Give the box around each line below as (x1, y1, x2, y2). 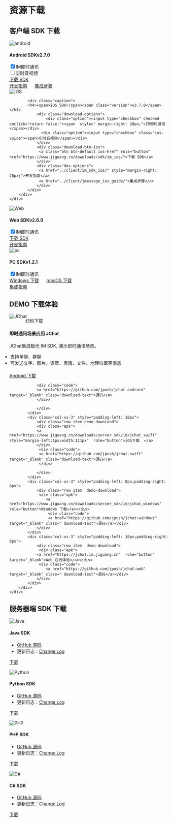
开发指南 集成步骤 (9, 83, 53, 89)
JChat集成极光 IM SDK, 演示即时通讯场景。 (9, 342, 99, 349)
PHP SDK (9, 732, 29, 738)
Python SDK (9, 681, 36, 687)
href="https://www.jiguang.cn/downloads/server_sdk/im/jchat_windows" (9, 501, 162, 506)
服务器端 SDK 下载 (9, 605, 66, 613)
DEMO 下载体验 (9, 300, 58, 308)
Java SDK (9, 630, 30, 636)
